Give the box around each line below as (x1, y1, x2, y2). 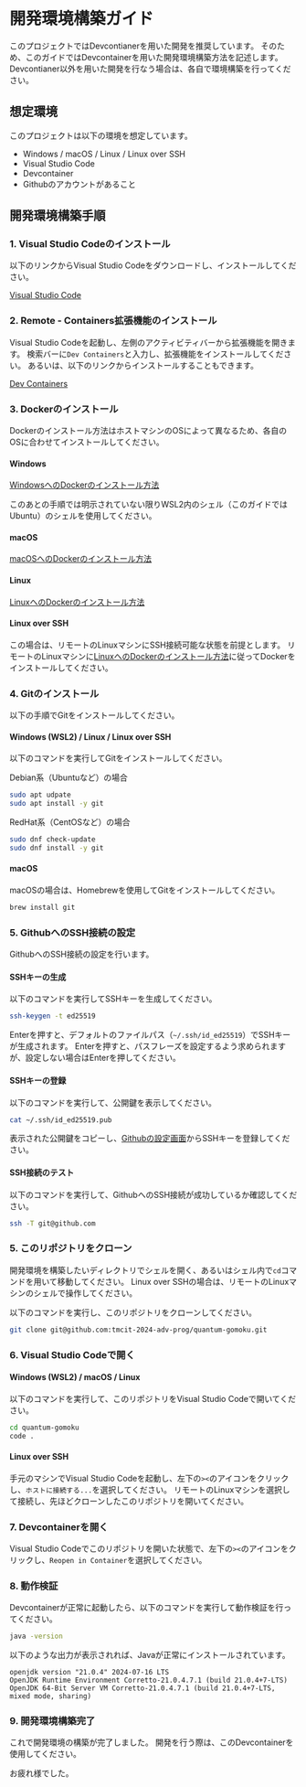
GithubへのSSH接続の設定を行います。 (9, 948, 154, 960)
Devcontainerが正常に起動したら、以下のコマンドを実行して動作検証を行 (9, 1602, 284, 1613)
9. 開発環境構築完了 (9, 1715, 96, 1728)
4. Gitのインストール (9, 687, 100, 700)
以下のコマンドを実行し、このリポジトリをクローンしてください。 (9, 1307, 258, 1318)
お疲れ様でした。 (9, 1768, 74, 1779)
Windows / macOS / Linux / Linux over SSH (22, 148, 185, 159)
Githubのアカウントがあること (22, 178, 137, 189)
